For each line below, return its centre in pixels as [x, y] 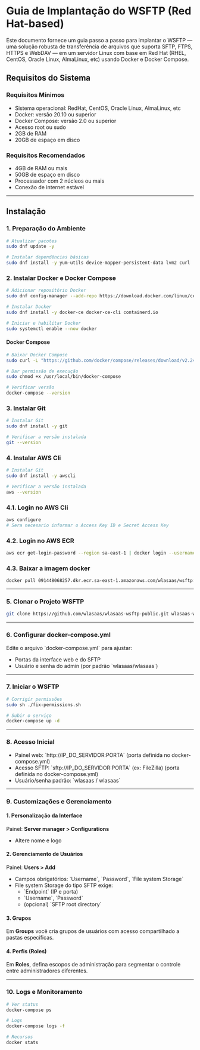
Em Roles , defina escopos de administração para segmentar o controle [93, 965]
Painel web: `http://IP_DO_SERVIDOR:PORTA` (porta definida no [93, 755]
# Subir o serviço [29, 715]
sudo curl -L [22, 360]
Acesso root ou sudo [40, 127]
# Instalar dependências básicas [48, 257]
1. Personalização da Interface [44, 815]
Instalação [26, 212]
